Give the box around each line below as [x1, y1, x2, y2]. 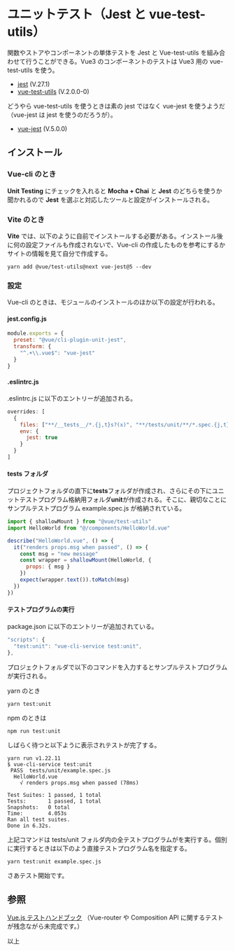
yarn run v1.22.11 [7, 754, 61, 762]
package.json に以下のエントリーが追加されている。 [7, 622, 158, 630]
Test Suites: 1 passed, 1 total [7, 791, 101, 798]
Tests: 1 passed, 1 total [7, 798, 101, 805]
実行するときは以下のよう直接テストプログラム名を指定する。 [13, 844, 191, 852]
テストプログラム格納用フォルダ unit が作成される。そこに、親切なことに [19, 495, 227, 504]
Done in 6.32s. [7, 822, 52, 829]
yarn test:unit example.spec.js [7, 858, 101, 865]
